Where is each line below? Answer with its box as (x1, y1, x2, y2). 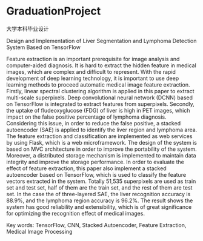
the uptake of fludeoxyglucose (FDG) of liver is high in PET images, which (6, 107, 190, 114)
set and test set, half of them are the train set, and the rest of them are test (6, 183, 193, 191)
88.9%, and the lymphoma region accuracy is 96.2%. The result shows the (6, 197, 193, 204)
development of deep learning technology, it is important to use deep (6, 74, 179, 82)
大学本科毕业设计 (6, 25, 49, 32)
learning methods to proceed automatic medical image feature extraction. (6, 81, 190, 88)
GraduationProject (6, 4, 101, 18)
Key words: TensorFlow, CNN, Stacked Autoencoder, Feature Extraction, (6, 221, 187, 228)
